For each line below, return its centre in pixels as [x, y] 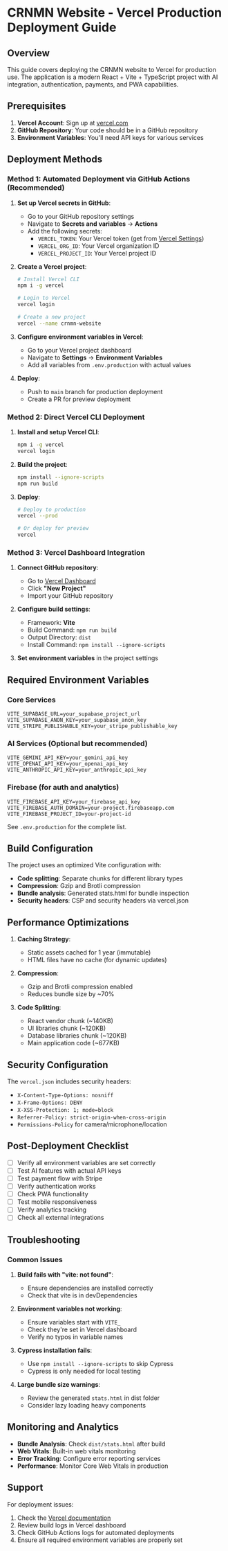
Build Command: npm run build [72, 630]
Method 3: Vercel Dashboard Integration [76, 552]
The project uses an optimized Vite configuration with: [84, 865]
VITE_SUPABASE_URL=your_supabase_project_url [74, 714]
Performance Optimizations [68, 922]
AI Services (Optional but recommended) [77, 743]
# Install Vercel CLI [48, 279]
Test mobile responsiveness [57, 1202]
